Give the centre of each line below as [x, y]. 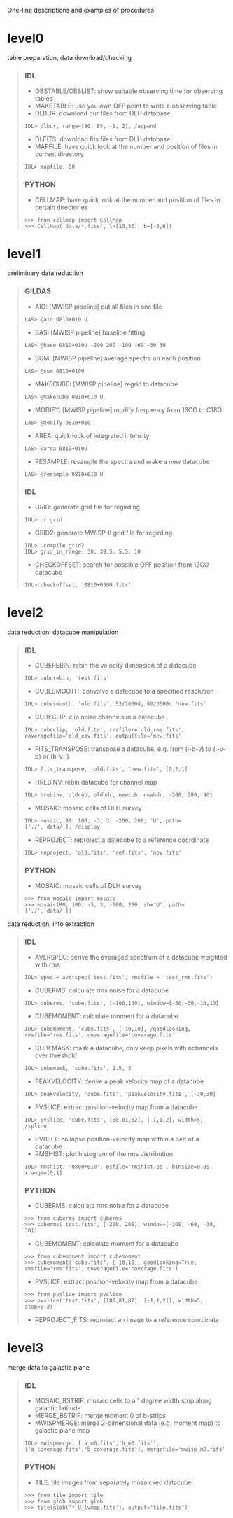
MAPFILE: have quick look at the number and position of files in [126, 147]
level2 [25, 613]
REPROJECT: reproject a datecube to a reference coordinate [122, 840]
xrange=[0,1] [43, 1173]
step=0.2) [39, 1307]
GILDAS [37, 291]
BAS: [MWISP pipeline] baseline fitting [90, 332]
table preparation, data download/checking [69, 57]
